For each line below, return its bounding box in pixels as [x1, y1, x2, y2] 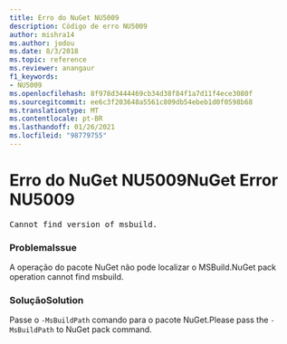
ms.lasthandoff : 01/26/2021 [9, 123, 116, 132]
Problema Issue [9, 241, 77, 253]
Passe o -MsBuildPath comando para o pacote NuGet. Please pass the [9, 314, 269, 326]
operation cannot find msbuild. [9, 272, 124, 282]
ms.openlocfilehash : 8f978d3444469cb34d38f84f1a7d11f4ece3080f [9, 89, 254, 98]
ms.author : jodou [9, 38, 75, 48]
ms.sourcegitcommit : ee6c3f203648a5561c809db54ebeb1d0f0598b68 [9, 97, 254, 107]
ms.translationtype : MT [9, 106, 100, 115]
